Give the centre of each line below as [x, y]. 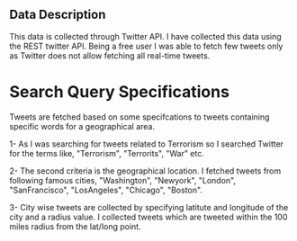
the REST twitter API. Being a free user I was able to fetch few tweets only [146, 46]
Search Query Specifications [119, 92]
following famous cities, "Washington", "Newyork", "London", [123, 180]
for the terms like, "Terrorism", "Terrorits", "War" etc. [107, 153]
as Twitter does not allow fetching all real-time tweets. [110, 55]
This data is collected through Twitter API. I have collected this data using [145, 36]
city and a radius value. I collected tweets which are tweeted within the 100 [148, 217]
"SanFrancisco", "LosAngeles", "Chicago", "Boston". [106, 190]
